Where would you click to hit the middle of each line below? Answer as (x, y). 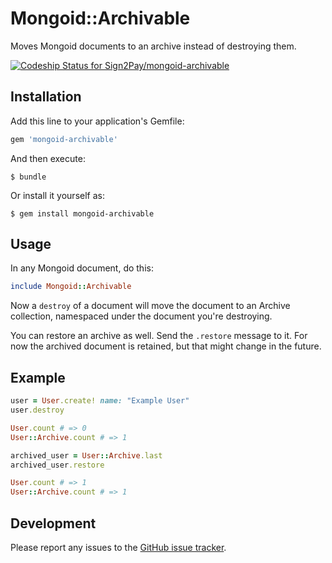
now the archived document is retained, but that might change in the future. (166, 346)
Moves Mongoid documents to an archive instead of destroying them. (153, 46)
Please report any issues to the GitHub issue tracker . (118, 547)
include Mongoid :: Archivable (71, 287)
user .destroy (37, 410)
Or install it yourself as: (57, 195)
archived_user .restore (57, 465)
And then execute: (48, 158)
